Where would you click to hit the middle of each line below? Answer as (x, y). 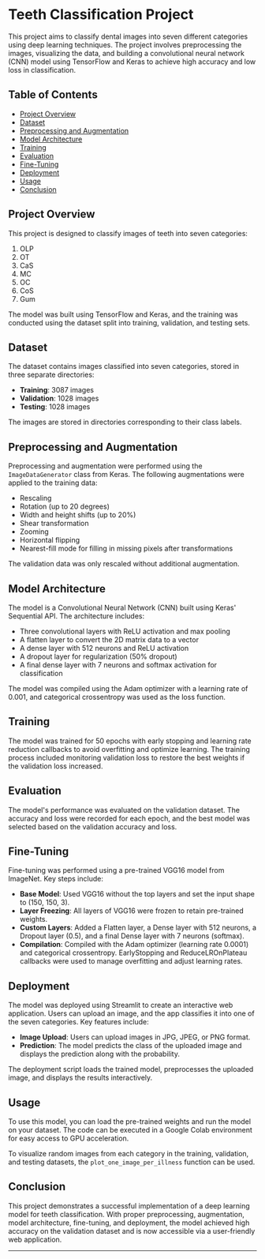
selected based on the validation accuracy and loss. (93, 826)
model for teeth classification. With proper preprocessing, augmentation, (126, 1214)
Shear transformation (54, 524)
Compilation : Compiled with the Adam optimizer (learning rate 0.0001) (134, 945)
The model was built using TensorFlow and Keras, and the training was (123, 314)
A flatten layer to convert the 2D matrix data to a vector (109, 640)
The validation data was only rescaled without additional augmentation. (124, 564)
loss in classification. (42, 70)
